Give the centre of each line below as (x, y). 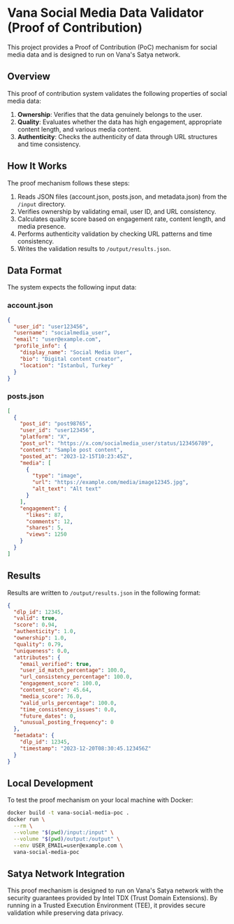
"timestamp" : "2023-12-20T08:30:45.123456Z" (86, 748)
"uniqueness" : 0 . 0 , (42, 651)
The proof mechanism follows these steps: (69, 183)
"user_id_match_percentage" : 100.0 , (73, 670)
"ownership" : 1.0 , (41, 638)
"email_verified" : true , (56, 664)
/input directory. (42, 204)
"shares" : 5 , (45, 528)
